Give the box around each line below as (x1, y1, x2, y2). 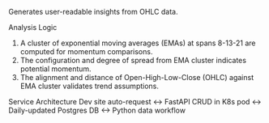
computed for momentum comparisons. (19, 47, 153, 56)
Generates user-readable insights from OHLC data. (8, 7, 178, 16)
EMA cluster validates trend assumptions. (19, 81, 160, 91)
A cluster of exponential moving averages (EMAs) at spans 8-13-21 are (19, 38, 256, 48)
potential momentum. (19, 64, 92, 74)
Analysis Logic (8, 23, 58, 32)
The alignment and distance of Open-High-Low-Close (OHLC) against (19, 73, 254, 82)
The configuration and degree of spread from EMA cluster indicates (19, 56, 247, 65)
